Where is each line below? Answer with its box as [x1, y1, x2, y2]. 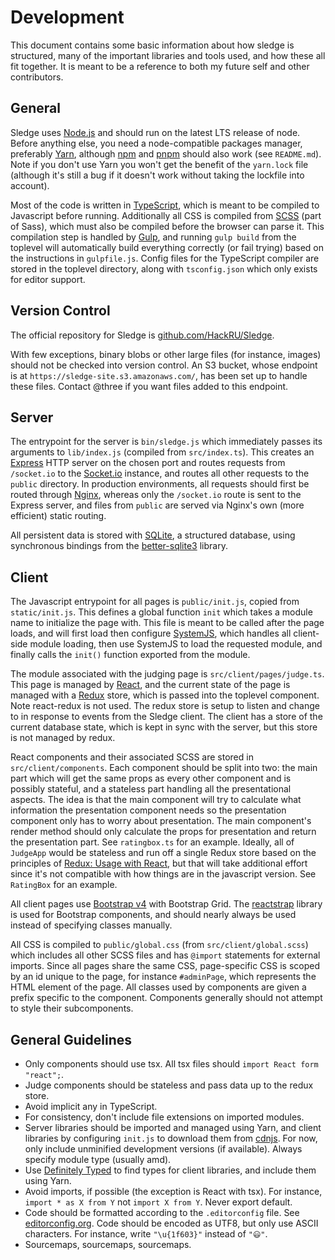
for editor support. [10, 273, 86, 285]
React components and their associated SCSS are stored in [10, 751, 254, 763]
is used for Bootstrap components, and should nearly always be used [10, 909, 297, 921]
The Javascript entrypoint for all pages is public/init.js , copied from [10, 596, 300, 608]
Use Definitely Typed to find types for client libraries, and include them [24, 1164, 317, 1176]
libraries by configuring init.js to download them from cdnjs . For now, [24, 1132, 318, 1144]
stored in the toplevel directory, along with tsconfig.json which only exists [10, 262, 318, 275]
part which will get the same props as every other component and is [10, 772, 292, 785]
